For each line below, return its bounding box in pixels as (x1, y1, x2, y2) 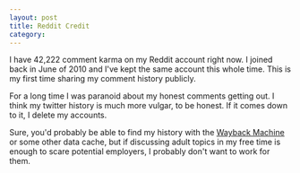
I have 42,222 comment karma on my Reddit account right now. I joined (9, 55, 273, 65)
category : (9, 30, 47, 39)
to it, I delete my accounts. (9, 109, 107, 121)
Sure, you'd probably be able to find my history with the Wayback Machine (9, 127, 285, 138)
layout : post (9, 13, 58, 22)
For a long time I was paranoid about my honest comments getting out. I (9, 91, 275, 101)
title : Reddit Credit (9, 22, 90, 30)
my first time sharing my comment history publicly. (9, 74, 196, 84)
